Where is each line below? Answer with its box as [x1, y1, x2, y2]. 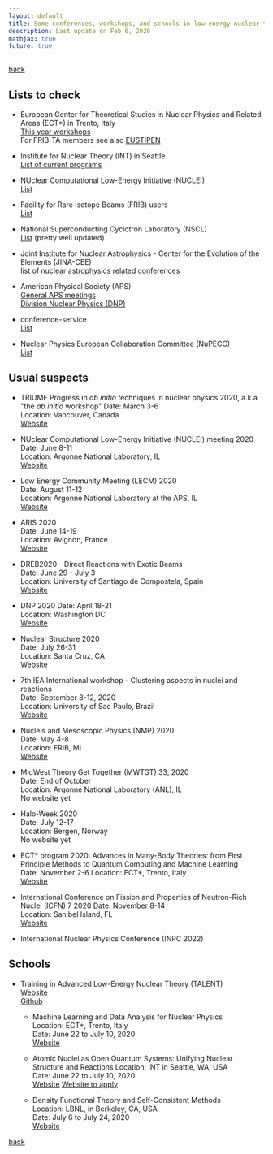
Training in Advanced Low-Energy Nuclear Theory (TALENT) [19, 979, 223, 988]
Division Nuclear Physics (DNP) [19, 298, 126, 309]
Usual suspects [8, 371, 89, 385]
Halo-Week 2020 [19, 809, 78, 819]
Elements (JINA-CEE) [19, 257, 92, 266]
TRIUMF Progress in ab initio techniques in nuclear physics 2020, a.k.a [19, 392, 258, 402]
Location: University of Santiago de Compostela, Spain [19, 576, 204, 586]
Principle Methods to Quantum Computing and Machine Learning [19, 858, 238, 869]
